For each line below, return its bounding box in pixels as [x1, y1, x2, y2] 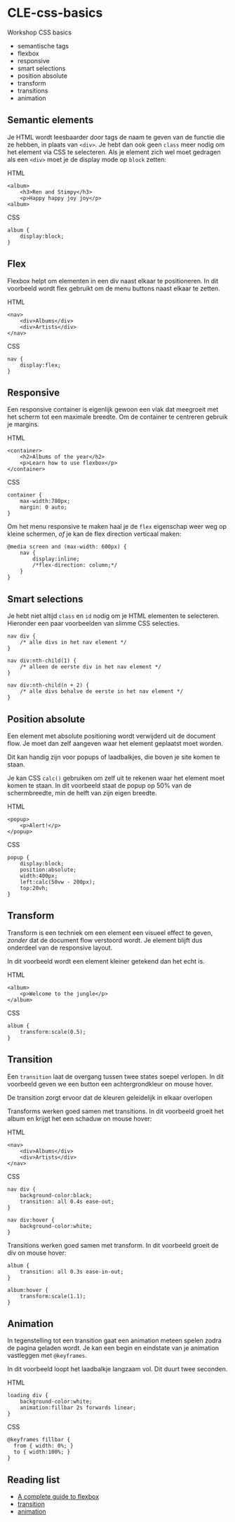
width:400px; [20, 873, 58, 880]
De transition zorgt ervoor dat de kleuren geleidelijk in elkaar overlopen [7, 1093, 213, 1102]
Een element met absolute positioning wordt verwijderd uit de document [7, 732, 216, 740]
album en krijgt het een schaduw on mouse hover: [7, 1114, 152, 1123]
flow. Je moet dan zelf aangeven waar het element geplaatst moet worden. [7, 739, 223, 748]
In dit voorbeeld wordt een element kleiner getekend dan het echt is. [7, 957, 205, 965]
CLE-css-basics [7, 5, 103, 21]
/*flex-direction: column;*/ [32, 562, 118, 569]
